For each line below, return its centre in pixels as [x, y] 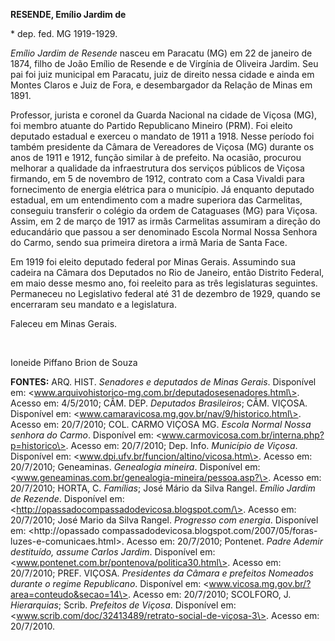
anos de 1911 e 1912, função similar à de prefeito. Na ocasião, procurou [156, 157]
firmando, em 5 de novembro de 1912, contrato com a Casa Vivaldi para [157, 178]
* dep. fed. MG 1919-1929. [64, 33]
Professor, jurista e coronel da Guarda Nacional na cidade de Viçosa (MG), [164, 115]
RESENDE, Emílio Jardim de [68, 14]
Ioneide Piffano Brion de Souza [74, 362]
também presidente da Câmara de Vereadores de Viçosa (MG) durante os [162, 147]
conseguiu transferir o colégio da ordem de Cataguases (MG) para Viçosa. [164, 210]
